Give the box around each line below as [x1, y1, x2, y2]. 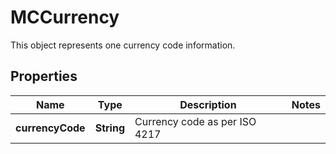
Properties [10, 68, 78, 85]
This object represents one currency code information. [10, 39, 236, 51]
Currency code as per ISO [134, 114, 257, 128]
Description [179, 97, 237, 111]
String [94, 121, 125, 135]
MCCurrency [10, 6, 120, 29]
